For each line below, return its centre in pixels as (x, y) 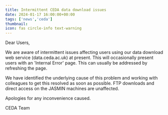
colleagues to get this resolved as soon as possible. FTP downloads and (80, 83)
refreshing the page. (26, 68)
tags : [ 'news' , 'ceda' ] (29, 19)
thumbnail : (17, 24)
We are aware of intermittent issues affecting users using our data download (84, 52)
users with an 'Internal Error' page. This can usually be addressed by (76, 63)
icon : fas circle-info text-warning (43, 28)
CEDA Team (18, 108)
